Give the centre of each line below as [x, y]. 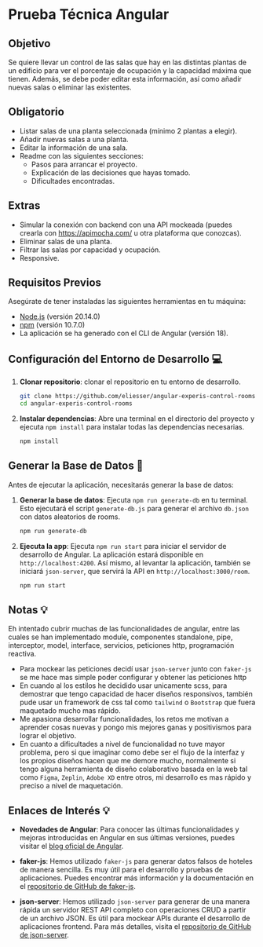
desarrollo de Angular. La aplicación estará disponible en [111, 554]
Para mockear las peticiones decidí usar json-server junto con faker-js [135, 669]
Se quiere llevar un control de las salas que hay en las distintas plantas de [128, 62]
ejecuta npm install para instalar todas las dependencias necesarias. [132, 427]
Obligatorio [36, 112]
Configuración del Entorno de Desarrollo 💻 [115, 359]
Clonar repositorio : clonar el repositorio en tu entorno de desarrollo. [130, 382]
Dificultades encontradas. [73, 181]
